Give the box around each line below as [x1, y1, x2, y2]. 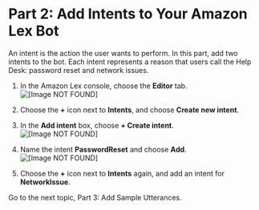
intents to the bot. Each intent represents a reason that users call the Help [8, 57, 252, 67]
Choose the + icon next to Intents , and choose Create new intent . [19, 105, 239, 115]
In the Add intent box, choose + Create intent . [19, 120, 174, 130]
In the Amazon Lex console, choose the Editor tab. [19, 81, 188, 91]
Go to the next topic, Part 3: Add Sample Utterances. [8, 192, 182, 202]
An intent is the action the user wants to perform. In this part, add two [8, 48, 238, 58]
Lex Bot [8, 22, 59, 40]
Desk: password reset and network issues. [8, 65, 149, 75]
